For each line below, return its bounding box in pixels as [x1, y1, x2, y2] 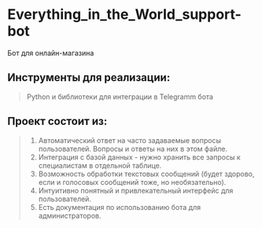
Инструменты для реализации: [7, 71, 171, 84]
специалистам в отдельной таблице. [38, 160, 162, 170]
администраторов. [38, 211, 101, 220]
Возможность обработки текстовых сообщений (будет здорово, [38, 169, 255, 178]
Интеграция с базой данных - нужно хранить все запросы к [38, 152, 241, 162]
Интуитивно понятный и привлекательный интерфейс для [38, 186, 234, 195]
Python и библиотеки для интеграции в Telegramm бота [26, 92, 214, 101]
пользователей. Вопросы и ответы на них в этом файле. [38, 144, 227, 153]
